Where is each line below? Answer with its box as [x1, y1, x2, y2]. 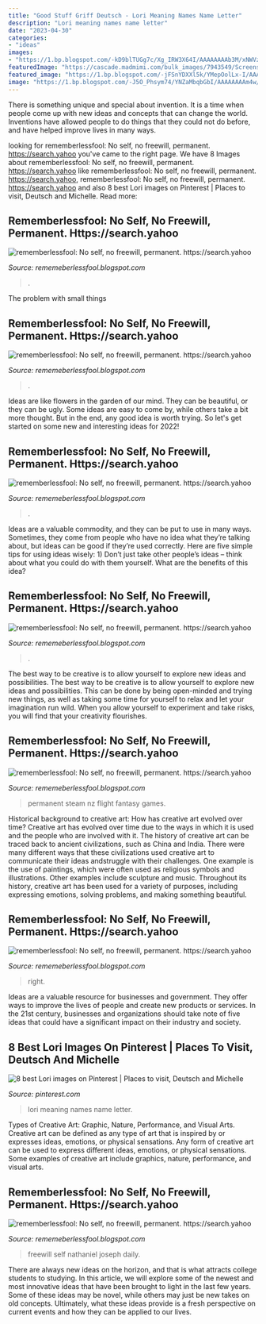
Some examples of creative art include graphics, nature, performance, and [8, 1154, 252, 1164]
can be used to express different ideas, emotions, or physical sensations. [8, 1145, 247, 1155]
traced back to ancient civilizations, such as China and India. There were [8, 839, 245, 849]
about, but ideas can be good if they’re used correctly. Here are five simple [8, 541, 253, 550]
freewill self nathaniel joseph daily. [27, 1249, 141, 1259]
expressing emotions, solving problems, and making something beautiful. [8, 890, 247, 899]
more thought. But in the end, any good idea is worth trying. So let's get [8, 414, 241, 423]
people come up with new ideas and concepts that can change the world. [8, 108, 248, 117]
